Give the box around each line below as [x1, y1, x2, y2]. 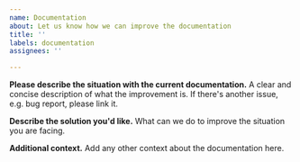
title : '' [9, 30, 47, 39]
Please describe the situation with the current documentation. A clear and [9, 79, 292, 90]
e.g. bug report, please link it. [9, 98, 119, 109]
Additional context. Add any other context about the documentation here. [9, 143, 285, 154]
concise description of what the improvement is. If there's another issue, [9, 89, 279, 100]
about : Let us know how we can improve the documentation [9, 22, 232, 31]
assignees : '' [9, 47, 63, 56]
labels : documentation [9, 38, 95, 48]
